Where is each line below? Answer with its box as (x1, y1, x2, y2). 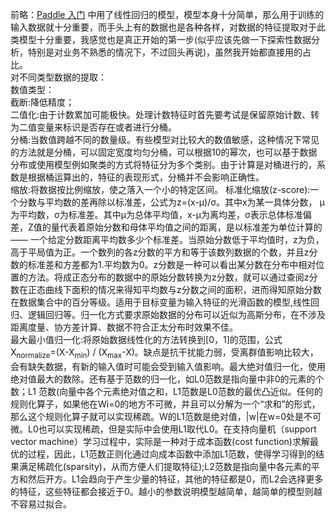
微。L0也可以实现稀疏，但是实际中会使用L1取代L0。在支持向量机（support (10, 423, 317, 435)
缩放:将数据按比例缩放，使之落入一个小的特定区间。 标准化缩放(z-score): (10, 184, 311, 195)
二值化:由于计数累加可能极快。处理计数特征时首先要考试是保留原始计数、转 (10, 109, 320, 120)
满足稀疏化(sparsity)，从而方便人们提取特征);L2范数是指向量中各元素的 (18, 460, 312, 472)
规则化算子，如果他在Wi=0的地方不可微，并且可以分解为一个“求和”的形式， (10, 398, 321, 410)
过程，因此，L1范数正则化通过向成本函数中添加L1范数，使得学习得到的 (27, 448, 316, 460)
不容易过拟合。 (10, 498, 72, 510)
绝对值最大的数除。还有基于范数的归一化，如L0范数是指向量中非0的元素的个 (10, 373, 325, 385)
